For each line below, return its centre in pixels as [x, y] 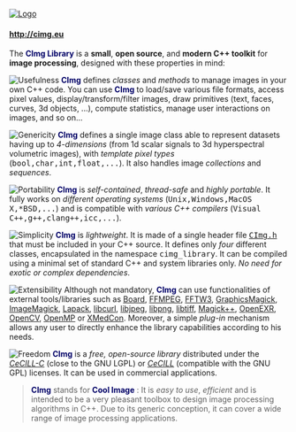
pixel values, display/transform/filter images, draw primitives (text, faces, [142, 99]
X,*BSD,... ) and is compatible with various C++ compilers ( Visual [135, 209]
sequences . [30, 173]
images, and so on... [46, 118]
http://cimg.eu [37, 34]
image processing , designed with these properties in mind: [117, 63]
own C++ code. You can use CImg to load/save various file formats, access [147, 89]
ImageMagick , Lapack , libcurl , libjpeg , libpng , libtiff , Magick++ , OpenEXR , [143, 309]
